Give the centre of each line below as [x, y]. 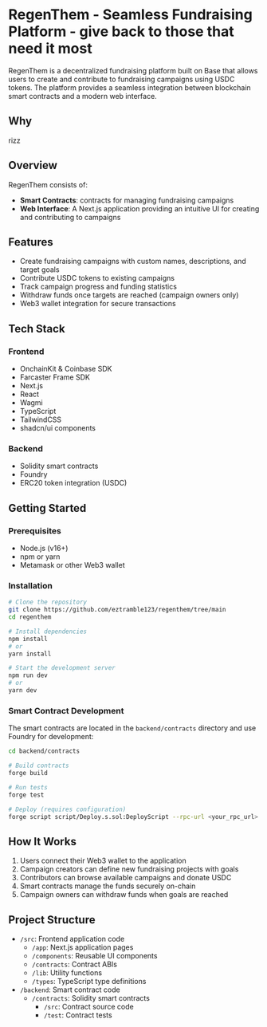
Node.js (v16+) [44, 549]
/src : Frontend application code [72, 939]
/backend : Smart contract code [70, 990]
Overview [33, 165]
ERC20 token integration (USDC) [73, 483]
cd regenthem [30, 617]
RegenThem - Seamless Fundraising [130, 15]
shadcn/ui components [57, 428]
